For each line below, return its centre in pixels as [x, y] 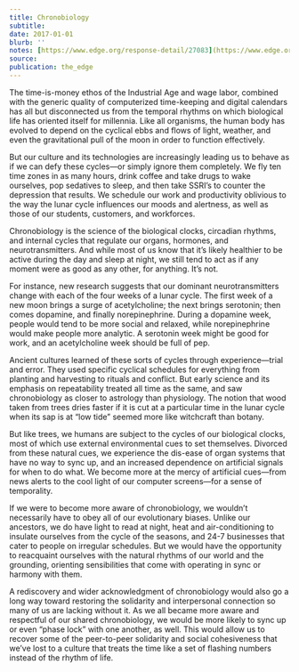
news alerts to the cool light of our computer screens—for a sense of [136, 481]
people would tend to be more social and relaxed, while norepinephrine [140, 324]
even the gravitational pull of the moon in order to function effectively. [137, 140]
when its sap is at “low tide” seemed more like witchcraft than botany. [137, 417]
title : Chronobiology [49, 17]
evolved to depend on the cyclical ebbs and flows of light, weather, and [140, 130]
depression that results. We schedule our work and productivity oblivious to [148, 194]
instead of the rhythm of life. [61, 657]
